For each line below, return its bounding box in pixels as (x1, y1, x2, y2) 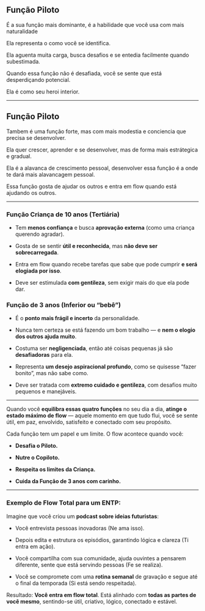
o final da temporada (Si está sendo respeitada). (15, 579, 137, 587)
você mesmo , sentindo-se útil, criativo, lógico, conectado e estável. (6, 598, 178, 605)
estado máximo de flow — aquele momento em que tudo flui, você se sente (6, 412, 198, 419)
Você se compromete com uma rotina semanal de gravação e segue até (15, 573, 198, 580)
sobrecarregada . (15, 249, 59, 256)
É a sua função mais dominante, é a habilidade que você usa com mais (6, 21, 185, 28)
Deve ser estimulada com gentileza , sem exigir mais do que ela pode (15, 279, 190, 286)
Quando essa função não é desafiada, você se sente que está (6, 70, 162, 77)
